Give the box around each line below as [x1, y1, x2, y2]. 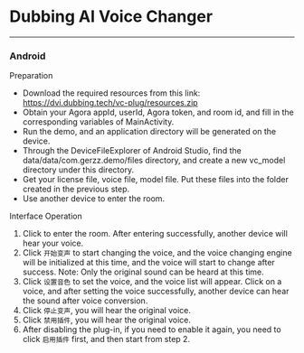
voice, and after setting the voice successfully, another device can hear [22, 286, 290, 297]
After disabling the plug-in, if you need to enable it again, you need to [22, 324, 282, 335]
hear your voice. [22, 237, 84, 249]
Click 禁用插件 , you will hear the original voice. [22, 314, 192, 326]
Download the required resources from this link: [22, 88, 201, 98]
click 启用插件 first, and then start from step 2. [22, 334, 191, 345]
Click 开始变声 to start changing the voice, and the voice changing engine [22, 247, 292, 258]
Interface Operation [9, 210, 83, 222]
